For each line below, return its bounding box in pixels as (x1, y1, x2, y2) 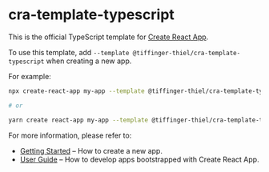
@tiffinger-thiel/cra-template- (132, 49, 241, 57)
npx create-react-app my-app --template (8, 86, 146, 95)
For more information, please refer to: (8, 130, 132, 140)
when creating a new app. (46, 56, 132, 66)
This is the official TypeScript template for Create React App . (8, 32, 209, 42)
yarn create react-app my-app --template (8, 116, 149, 124)
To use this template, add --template (8, 47, 130, 57)
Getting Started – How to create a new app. (19, 146, 163, 155)
